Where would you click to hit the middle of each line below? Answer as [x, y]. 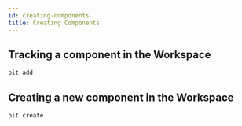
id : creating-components [49, 15]
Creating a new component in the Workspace [121, 97]
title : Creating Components [54, 23]
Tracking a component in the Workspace [110, 55]
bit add [21, 73]
